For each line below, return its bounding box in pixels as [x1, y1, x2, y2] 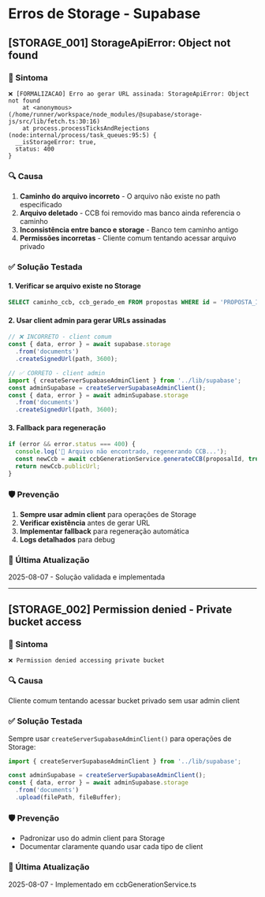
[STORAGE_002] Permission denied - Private [8, 602, 233, 616]
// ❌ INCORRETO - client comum [8, 333, 112, 341]
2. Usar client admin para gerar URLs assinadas [8, 315, 167, 325]
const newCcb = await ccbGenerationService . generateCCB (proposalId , [15, 455, 245, 463]
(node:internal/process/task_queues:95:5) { [8, 131, 157, 139]
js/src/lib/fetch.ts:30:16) [8, 117, 101, 125]
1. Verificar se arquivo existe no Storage [8, 281, 142, 290]
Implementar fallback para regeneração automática [19, 527, 189, 536]
